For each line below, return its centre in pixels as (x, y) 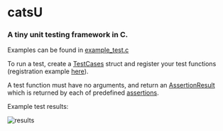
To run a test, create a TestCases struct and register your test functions (112, 64)
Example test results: (38, 107)
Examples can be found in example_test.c (68, 50)
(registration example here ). (48, 71)
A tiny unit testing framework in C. (68, 35)
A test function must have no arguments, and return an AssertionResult (111, 85)
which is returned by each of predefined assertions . (83, 93)
